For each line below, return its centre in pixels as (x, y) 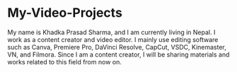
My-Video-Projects (65, 13)
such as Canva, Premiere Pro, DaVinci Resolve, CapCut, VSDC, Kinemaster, (117, 47)
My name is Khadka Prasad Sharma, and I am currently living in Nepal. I (111, 32)
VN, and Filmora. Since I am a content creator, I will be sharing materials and (118, 55)
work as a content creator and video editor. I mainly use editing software (113, 39)
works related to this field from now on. (64, 62)
